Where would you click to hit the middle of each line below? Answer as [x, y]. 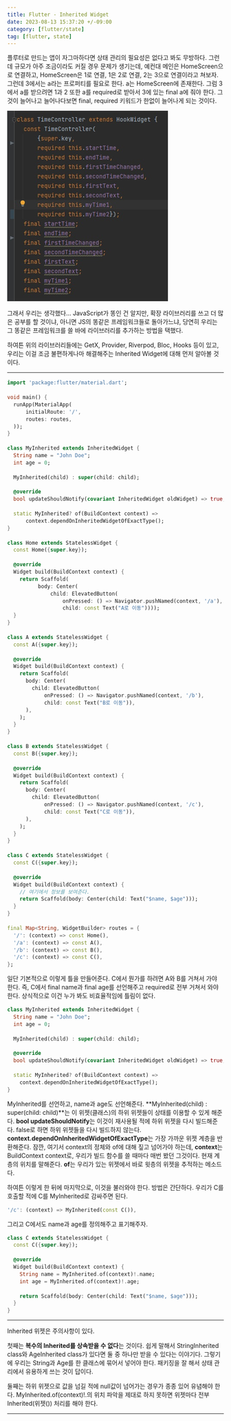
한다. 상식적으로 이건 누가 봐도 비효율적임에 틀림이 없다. [81, 996]
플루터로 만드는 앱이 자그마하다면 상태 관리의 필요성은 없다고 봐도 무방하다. [107, 58]
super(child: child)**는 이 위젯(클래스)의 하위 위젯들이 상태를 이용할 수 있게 [108, 1112]
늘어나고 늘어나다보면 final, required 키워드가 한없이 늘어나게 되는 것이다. [118, 101]
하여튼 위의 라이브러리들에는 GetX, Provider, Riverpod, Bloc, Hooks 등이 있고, [113, 345]
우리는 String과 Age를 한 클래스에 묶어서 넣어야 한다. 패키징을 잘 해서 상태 [113, 1363]
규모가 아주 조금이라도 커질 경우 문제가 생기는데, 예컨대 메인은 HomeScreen [116, 66]
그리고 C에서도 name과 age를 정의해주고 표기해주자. [77, 1224]
